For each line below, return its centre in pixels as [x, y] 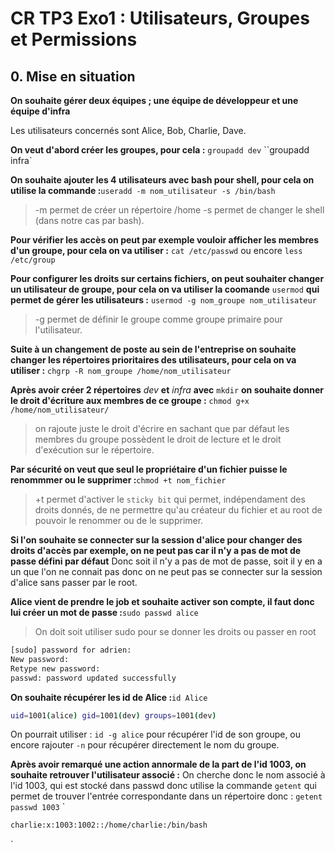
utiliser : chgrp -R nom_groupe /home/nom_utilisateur [121, 370]
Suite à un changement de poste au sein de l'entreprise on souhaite [153, 349]
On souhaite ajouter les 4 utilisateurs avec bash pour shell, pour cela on [162, 180]
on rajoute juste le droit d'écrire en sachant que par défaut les [162, 428]
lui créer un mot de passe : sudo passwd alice [104, 612]
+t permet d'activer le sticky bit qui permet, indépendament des [170, 499]
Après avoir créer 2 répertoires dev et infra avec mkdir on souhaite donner [167, 390]
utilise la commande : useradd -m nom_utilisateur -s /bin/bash [143, 190]
